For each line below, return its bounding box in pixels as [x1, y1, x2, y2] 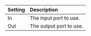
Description [29, 6, 58, 13]
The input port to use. [29, 15, 80, 21]
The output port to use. [29, 23, 84, 29]
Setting [7, 6, 25, 13]
